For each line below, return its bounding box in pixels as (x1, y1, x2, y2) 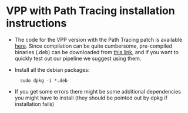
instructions (6, 16, 67, 30)
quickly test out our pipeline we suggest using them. (14, 55, 142, 62)
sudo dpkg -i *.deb (20, 78, 68, 84)
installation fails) (14, 100, 55, 107)
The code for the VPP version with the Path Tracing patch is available (14, 36, 183, 43)
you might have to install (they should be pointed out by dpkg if (14, 94, 167, 101)
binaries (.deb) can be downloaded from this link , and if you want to (14, 48, 179, 55)
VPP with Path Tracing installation (6, 4, 175, 18)
